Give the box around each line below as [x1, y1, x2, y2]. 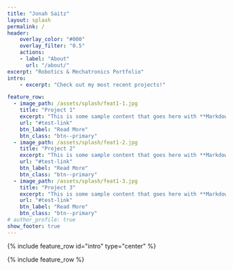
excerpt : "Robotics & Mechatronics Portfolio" [7, 68, 144, 75]
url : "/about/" [25, 62, 70, 69]
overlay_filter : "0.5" [19, 42, 85, 49]
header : [7, 29, 30, 37]
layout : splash [7, 17, 51, 24]
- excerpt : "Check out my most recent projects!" [19, 81, 166, 88]
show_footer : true [7, 223, 60, 230]
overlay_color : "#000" [19, 36, 85, 43]
